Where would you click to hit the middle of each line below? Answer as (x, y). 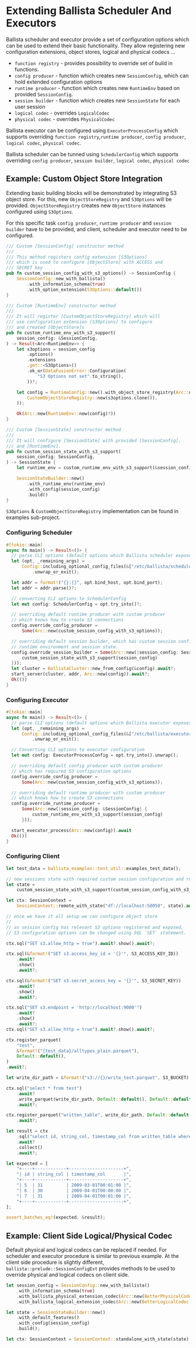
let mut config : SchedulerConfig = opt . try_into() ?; (77, 604)
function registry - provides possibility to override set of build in (94, 63)
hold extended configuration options (58, 82)
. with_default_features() (48, 1318)
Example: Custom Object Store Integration (84, 179)
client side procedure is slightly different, (55, 1263)
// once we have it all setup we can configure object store (82, 917)
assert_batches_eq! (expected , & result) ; (56, 1218)
